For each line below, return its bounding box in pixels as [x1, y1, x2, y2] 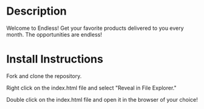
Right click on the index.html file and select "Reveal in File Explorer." [6, 84, 177, 91]
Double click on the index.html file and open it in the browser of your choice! [6, 96, 198, 103]
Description [6, 4, 67, 18]
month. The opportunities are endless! [6, 30, 102, 38]
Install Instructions [6, 52, 104, 66]
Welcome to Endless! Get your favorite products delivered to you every [6, 24, 184, 32]
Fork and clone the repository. [6, 72, 82, 80]
